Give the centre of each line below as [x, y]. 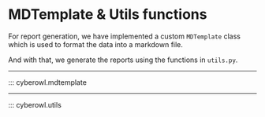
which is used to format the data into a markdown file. [96, 44]
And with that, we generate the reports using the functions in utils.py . [123, 60]
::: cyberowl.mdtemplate [47, 82]
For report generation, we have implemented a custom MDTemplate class [124, 36]
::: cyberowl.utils [35, 104]
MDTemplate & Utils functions [108, 15]
